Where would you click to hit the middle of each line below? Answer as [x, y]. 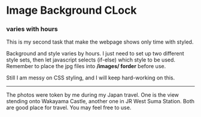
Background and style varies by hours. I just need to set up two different [95, 54]
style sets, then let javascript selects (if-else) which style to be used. [91, 60]
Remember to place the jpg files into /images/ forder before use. [86, 66]
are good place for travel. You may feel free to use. [69, 107]
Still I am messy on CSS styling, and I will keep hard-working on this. [91, 78]
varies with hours [32, 29]
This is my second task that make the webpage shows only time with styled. [100, 42]
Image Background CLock [71, 10]
